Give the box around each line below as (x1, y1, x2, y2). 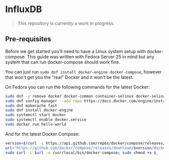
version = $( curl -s (5, 140, 44, 146)
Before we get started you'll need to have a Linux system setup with (5, 48, 146, 54)
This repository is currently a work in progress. (17, 20, 115, 26)
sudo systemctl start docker (5, 113, 66, 118)
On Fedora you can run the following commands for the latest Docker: (5, 84, 150, 90)
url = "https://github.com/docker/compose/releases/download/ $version (5, 145, 152, 150)
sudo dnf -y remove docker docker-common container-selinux (5, 93, 134, 99)
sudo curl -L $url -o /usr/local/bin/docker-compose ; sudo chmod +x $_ (5, 150, 158, 155)
